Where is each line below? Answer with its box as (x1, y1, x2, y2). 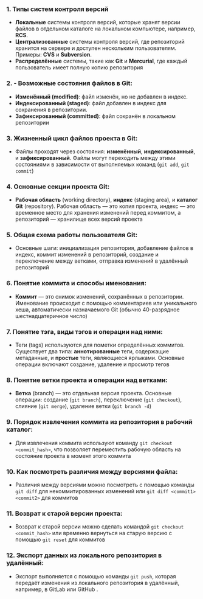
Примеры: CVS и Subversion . (15, 51, 92, 58)
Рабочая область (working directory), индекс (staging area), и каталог (15, 196, 198, 204)
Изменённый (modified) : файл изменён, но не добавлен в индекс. (15, 93, 188, 100)
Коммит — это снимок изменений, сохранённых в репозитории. (15, 293, 184, 300)
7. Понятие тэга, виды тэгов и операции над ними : (6, 327, 163, 336)
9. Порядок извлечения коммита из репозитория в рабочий (6, 418, 193, 426)
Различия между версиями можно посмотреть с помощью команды (15, 481, 194, 488)
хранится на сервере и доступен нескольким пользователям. (15, 44, 177, 52)
